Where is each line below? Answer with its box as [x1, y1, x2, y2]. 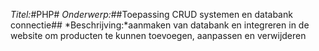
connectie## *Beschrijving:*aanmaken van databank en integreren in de [10, 19, 310, 31]
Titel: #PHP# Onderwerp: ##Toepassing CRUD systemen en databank [10, 9, 293, 20]
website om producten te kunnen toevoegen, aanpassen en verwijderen [10, 30, 307, 41]
